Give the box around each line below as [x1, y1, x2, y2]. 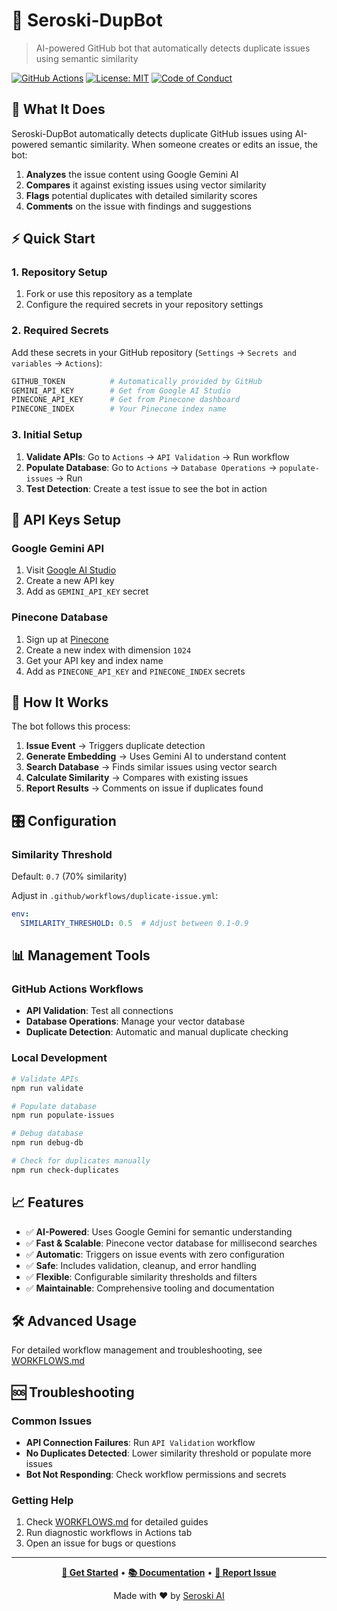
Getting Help [11, 1493, 74, 1507]
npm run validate [11, 1083, 84, 1093]
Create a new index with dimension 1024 [25, 644, 192, 656]
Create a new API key [25, 575, 115, 587]
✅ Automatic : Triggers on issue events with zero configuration [25, 1248, 285, 1260]
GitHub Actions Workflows [11, 982, 144, 996]
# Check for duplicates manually [11, 1156, 151, 1166]
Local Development [11, 1051, 108, 1065]
